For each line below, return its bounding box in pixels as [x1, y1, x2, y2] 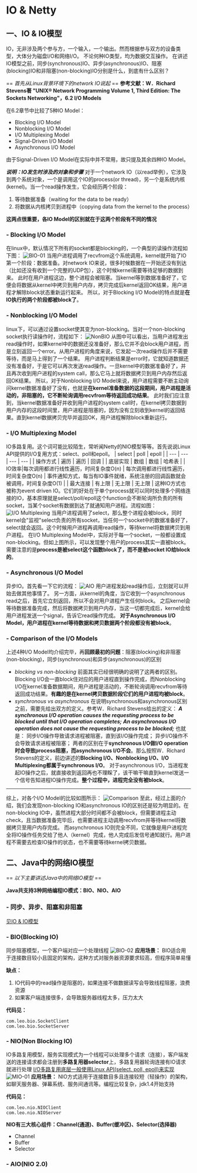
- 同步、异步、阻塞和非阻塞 [6, 903, 83, 912]
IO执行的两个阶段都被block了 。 [6, 296, 82, 303]
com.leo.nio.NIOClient [6, 1105, 62, 1111]
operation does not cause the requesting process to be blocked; [14, 725, 175, 732]
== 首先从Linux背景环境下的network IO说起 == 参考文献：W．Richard [6, 80, 176, 87]
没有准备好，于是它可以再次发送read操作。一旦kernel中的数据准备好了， [6, 362, 181, 369]
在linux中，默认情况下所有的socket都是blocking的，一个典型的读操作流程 [6, 245, 183, 252]
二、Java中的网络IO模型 [6, 857, 94, 867]
